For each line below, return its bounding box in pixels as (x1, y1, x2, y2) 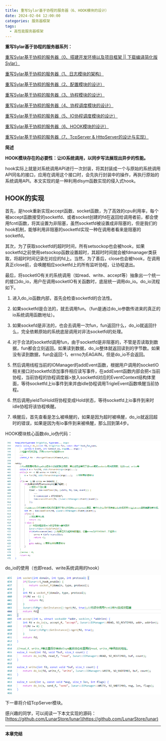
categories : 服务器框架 (5, 18, 50, 23)
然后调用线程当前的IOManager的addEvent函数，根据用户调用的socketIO (12, 362, 159, 368)
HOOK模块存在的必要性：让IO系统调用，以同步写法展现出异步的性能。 (5, 155, 148, 161)
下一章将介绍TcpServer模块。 (5, 700, 66, 706)
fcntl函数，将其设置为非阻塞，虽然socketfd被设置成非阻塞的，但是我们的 (9, 220, 157, 226)
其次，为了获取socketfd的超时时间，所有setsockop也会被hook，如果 (5, 243, 145, 249)
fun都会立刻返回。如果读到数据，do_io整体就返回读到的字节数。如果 (21, 345, 161, 351)
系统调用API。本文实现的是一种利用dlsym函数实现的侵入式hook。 (5, 178, 138, 184)
